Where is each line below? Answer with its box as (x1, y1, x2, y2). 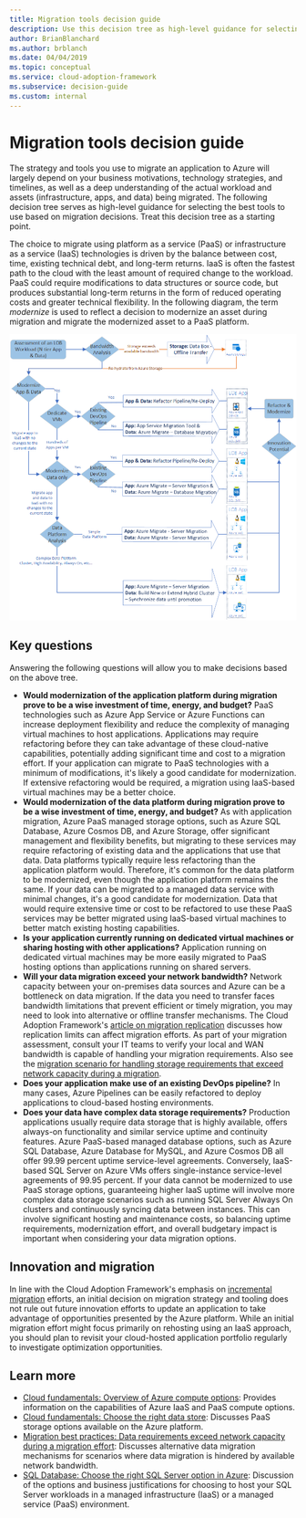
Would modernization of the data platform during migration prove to (22, 796, 285, 807)
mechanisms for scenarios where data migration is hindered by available (22, 1450, 295, 1461)
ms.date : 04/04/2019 (9, 53, 88, 63)
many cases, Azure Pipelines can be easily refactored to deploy (22, 1087, 262, 1098)
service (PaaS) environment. (22, 1499, 130, 1510)
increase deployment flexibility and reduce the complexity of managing (22, 718, 290, 729)
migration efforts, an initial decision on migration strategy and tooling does (9, 1293, 289, 1304)
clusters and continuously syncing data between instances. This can (22, 1203, 280, 1214)
